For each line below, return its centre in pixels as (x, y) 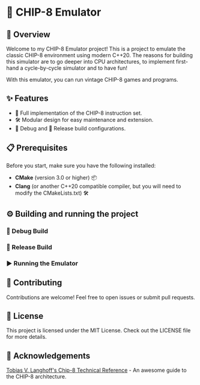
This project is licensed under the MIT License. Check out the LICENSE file (98, 330)
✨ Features (27, 99)
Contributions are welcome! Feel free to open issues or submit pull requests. (101, 297)
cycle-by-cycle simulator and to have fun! (76, 68)
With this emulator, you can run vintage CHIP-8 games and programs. (92, 80)
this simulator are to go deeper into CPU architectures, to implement (91, 62)
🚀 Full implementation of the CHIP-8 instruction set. (78, 113)
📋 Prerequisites (37, 148)
